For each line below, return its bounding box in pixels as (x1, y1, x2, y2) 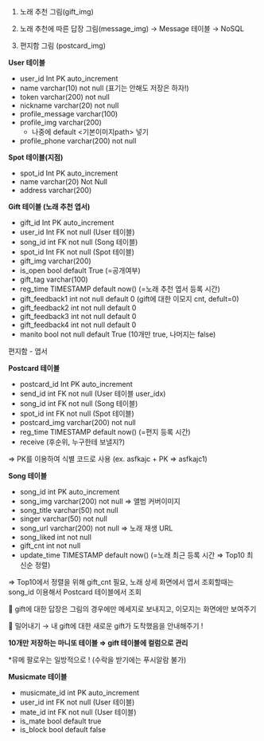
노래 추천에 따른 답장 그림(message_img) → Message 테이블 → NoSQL (19, 24, 245, 34)
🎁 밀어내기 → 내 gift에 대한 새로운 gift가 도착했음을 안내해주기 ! (8, 621, 204, 630)
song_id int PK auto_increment (19, 487, 120, 496)
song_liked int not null (19, 533, 91, 542)
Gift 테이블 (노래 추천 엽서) (8, 202, 91, 211)
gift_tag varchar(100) (19, 274, 89, 284)
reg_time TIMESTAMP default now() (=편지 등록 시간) (19, 428, 191, 436)
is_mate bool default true (19, 716, 102, 726)
